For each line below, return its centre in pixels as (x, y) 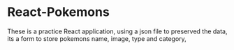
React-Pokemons (58, 12)
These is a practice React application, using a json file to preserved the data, (118, 31)
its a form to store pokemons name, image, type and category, (97, 38)
